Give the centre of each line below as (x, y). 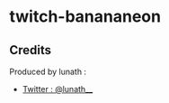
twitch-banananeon (85, 17)
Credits (31, 50)
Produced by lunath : (48, 71)
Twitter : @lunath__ (58, 89)
